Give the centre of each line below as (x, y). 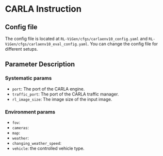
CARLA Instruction (43, 9)
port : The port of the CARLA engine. (48, 89)
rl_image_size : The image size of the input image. (62, 99)
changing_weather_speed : (37, 143)
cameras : (20, 127)
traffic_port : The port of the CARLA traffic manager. (65, 94)
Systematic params (28, 78)
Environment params (30, 112)
